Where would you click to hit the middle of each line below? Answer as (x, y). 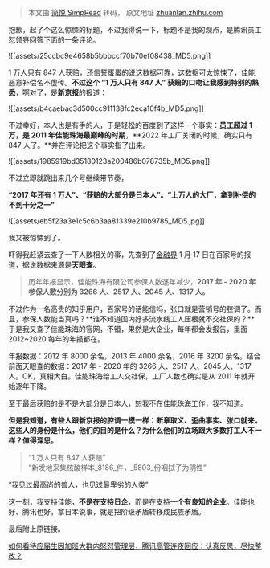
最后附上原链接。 (37, 529)
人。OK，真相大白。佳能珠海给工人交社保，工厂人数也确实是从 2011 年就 (128, 376)
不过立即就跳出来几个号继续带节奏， (68, 178)
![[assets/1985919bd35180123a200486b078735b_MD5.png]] (109, 161)
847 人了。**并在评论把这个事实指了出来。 (79, 145)
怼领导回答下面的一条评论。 (54, 40)
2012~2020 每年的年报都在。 (57, 339)
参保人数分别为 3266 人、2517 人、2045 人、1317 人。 (119, 292)
